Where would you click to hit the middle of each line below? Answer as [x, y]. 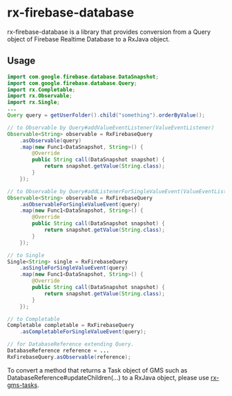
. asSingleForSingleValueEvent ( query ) [74, 268]
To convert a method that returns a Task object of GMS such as [97, 370]
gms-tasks [22, 385]
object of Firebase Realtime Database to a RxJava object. [89, 39]
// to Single [26, 255]
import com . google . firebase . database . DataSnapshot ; [83, 77]
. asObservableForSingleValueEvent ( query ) [80, 204]
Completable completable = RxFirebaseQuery [71, 326]
